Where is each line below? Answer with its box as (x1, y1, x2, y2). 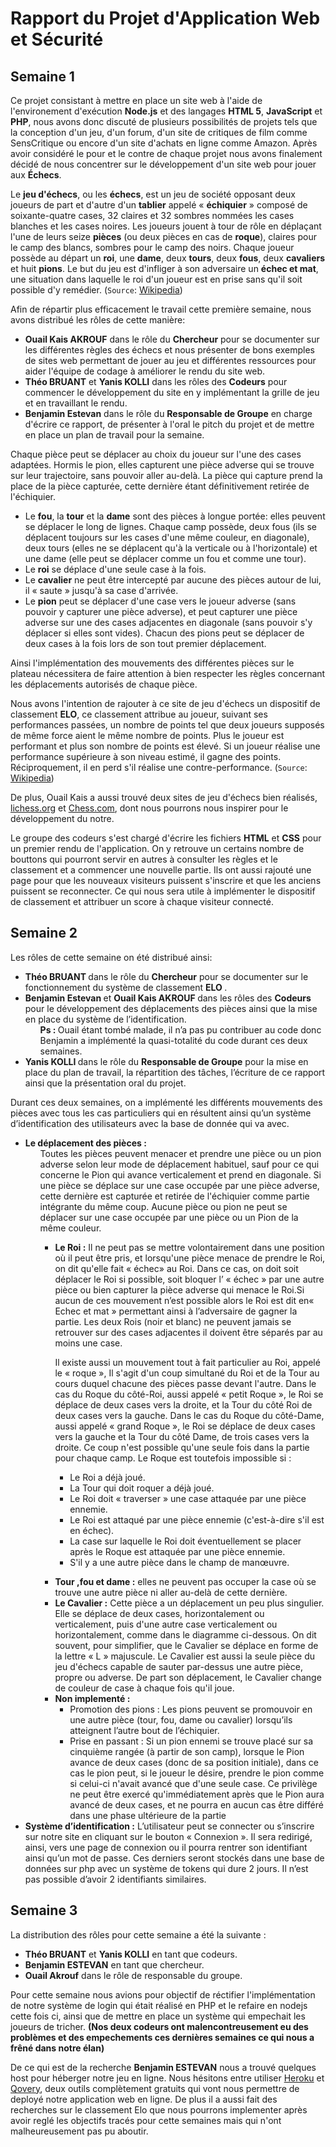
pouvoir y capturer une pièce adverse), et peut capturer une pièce (24, 606, 298, 617)
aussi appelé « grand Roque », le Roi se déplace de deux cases (54, 1420, 316, 1432)
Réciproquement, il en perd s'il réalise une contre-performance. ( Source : (10, 762, 308, 773)
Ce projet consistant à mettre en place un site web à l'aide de (10, 95, 263, 106)
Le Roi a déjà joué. (69, 1471, 146, 1483)
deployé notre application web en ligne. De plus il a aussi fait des (10, 2093, 278, 2105)
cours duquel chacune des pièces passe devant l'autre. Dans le (54, 1377, 317, 1389)
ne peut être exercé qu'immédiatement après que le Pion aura (69, 1788, 325, 1800)
